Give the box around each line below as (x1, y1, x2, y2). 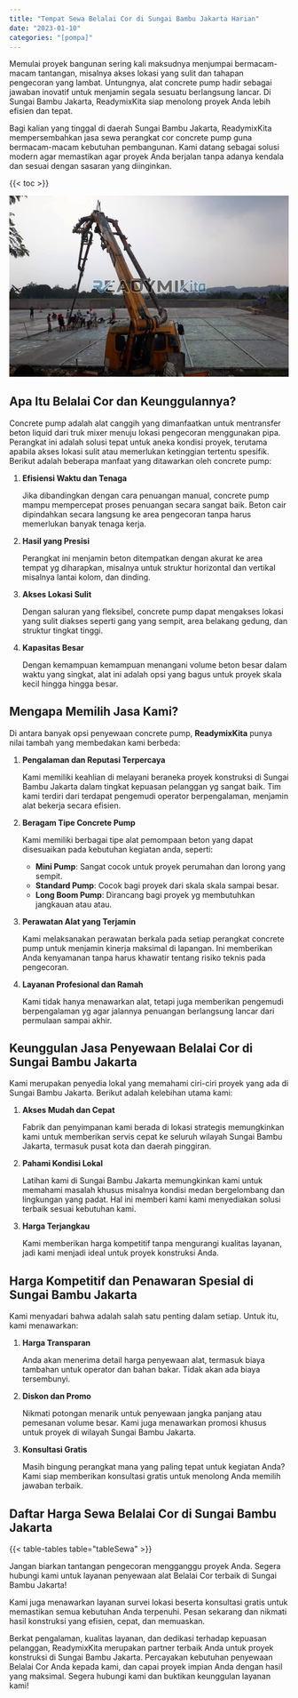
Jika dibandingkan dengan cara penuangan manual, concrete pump (21, 490, 270, 501)
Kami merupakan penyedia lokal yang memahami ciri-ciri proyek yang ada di (9, 1078, 289, 1089)
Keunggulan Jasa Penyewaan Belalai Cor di (9, 1041, 253, 1056)
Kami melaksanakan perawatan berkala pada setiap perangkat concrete (21, 933, 286, 944)
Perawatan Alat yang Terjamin (21, 916, 136, 926)
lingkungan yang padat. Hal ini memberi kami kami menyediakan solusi (21, 1194, 281, 1205)
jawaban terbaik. (21, 1480, 83, 1491)
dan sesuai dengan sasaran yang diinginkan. (9, 161, 172, 172)
